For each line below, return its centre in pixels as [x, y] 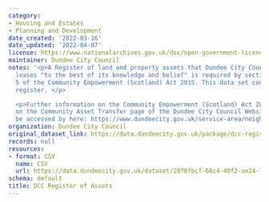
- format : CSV [32, 156]
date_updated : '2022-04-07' [55, 46]
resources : [26, 149]
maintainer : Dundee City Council [64, 61]
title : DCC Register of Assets [60, 186]
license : [23, 53]
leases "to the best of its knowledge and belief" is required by [128, 75]
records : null [32, 141]
